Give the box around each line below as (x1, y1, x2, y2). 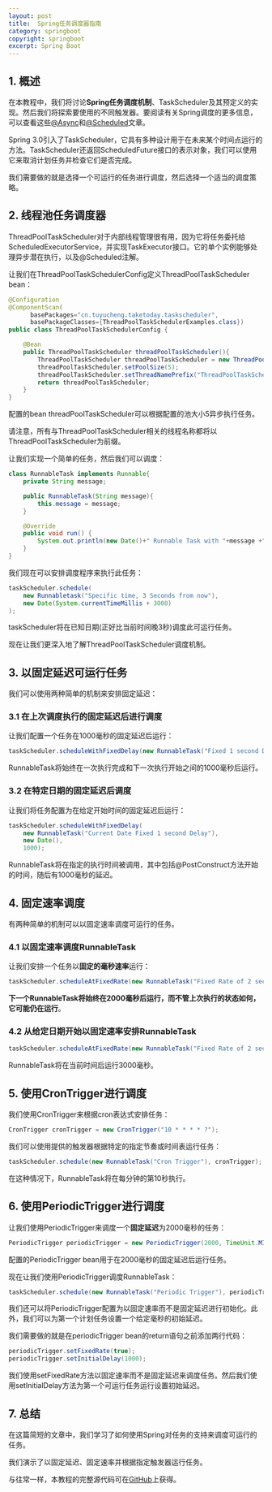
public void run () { (23, 530, 92, 538)
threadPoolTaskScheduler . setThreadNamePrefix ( (37, 370, 198, 378)
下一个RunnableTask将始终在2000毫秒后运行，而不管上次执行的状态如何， (8, 993, 261, 1003)
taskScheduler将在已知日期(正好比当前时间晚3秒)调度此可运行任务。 (8, 622, 236, 632)
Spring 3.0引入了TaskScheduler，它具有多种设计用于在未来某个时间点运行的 (8, 135, 263, 145)
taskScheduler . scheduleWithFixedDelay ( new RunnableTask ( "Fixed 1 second (8, 747, 259, 755)
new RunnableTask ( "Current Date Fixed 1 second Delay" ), (23, 829, 219, 837)
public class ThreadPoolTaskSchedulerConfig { (8, 326, 168, 334)
